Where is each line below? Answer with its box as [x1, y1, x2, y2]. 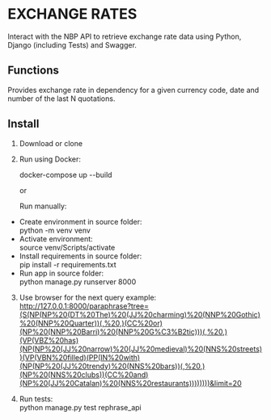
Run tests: [19, 393, 53, 404]
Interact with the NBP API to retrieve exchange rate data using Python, [7, 31, 242, 41]
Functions [7, 64, 60, 78]
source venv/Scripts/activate [19, 242, 116, 252]
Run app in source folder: [19, 268, 104, 278]
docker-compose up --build [19, 170, 112, 179]
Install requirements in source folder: [19, 251, 142, 261]
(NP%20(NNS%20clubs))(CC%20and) [19, 369, 149, 380]
